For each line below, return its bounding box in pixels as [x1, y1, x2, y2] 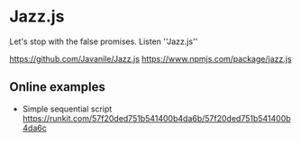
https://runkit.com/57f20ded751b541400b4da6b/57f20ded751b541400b [22, 112, 291, 123]
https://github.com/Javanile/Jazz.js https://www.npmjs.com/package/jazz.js [9, 53, 292, 64]
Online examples [9, 79, 105, 95]
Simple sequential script [22, 103, 113, 114]
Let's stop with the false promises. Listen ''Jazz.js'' [9, 36, 198, 47]
